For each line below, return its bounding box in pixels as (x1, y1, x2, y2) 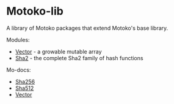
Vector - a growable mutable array (15, 47, 102, 55)
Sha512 (15, 84, 34, 92)
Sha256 (15, 78, 35, 85)
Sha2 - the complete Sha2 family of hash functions (15, 54, 143, 61)
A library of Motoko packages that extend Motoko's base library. (6, 24, 169, 32)
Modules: (6, 36, 30, 43)
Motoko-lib (6, 4, 64, 18)
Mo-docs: (6, 66, 31, 74)
